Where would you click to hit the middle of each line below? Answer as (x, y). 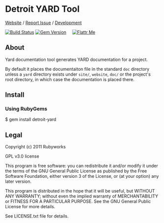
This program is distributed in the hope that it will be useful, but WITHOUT (80, 191)
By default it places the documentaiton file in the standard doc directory (77, 69)
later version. (18, 181)
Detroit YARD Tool (42, 9)
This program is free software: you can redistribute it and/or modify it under (82, 166)
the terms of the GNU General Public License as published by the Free (76, 171)
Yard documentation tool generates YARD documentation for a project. (77, 59)
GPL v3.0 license (22, 156)
